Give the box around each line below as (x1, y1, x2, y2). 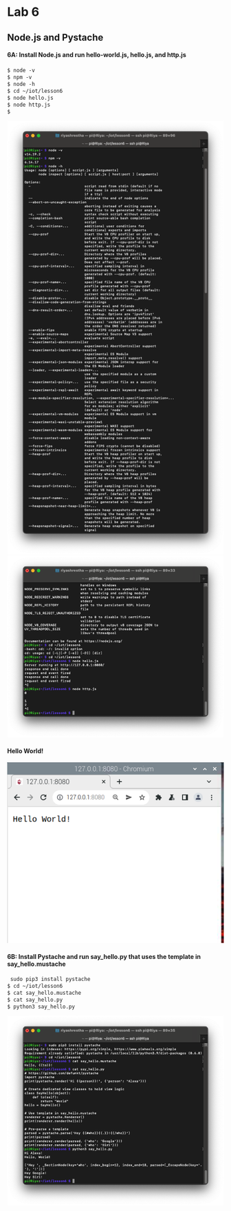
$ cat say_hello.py (7, 996, 63, 1004)
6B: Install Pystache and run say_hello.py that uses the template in (7, 952, 201, 960)
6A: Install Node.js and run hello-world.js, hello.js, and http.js (7, 51, 187, 59)
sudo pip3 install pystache (10, 976, 91, 983)
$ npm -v (7, 74, 32, 81)
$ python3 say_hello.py (7, 1003, 76, 1011)
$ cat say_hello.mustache (7, 989, 81, 997)
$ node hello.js (7, 94, 54, 101)
